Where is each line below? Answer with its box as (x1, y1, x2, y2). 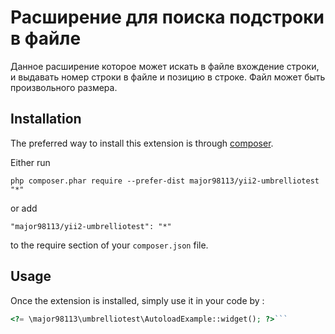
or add (10, 202, 38, 214)
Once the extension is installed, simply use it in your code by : (10, 294, 265, 306)
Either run (10, 156, 51, 168)
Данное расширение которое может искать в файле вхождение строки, (10, 60, 320, 72)
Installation (10, 111, 82, 128)
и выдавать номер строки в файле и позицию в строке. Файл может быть (10, 71, 326, 83)
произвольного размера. (10, 81, 118, 93)
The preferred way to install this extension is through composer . (10, 137, 274, 149)
